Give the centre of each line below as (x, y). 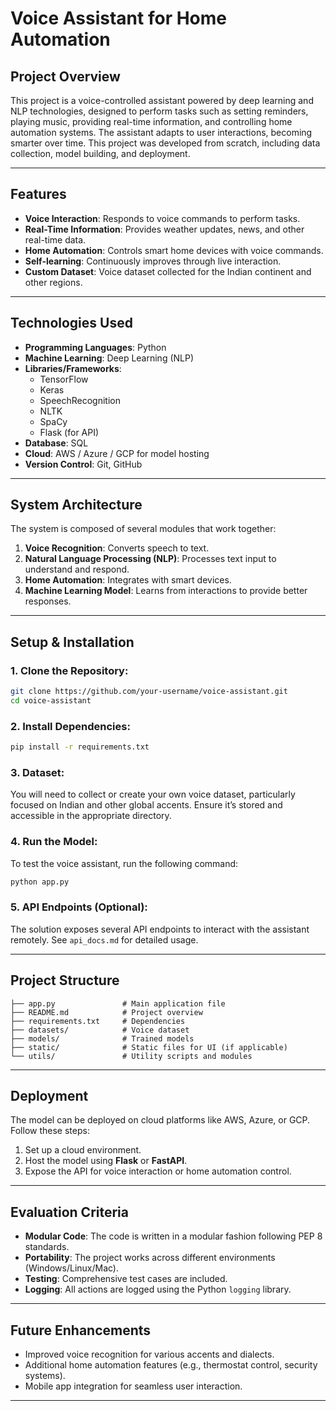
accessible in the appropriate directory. (91, 816)
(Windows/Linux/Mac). (71, 1268)
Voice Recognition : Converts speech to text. (117, 548)
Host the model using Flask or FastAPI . (106, 1161)
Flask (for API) (69, 432)
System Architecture (76, 505)
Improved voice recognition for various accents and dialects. (149, 1354)
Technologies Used (71, 323)
